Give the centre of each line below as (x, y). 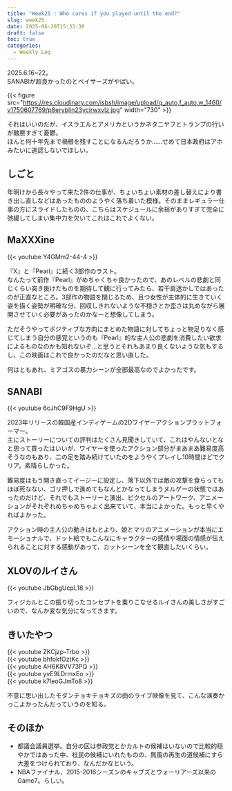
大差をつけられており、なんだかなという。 (77, 763)
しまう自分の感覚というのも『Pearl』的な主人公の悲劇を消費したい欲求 (120, 337)
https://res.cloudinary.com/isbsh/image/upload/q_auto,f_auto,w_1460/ (123, 102)
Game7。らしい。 (42, 780)
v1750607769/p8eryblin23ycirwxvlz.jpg (64, 110)
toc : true (21, 39)
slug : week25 (26, 20)
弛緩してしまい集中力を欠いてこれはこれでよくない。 (83, 218)
